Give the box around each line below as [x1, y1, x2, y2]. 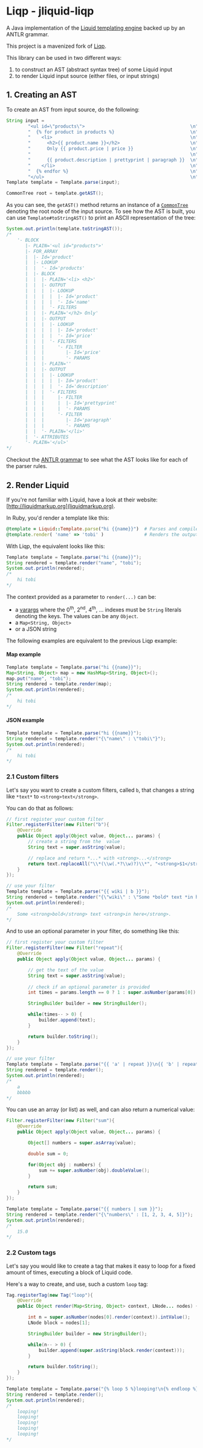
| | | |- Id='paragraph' [25, 417, 112, 423]
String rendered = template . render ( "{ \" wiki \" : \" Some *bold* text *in [6, 894, 193, 901]
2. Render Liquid [6, 480, 69, 491]
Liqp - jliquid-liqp [6, 4, 94, 18]
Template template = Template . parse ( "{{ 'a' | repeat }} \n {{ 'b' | [6, 1062, 180, 1068]
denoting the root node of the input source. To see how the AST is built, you [6, 207, 195, 215]
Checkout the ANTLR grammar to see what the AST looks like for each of [6, 456, 188, 463]
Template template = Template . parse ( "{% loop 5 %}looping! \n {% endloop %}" [6, 1386, 201, 1392]
